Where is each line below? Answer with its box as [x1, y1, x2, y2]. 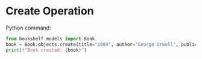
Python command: [5, 24, 52, 31]
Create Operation [5, 4, 94, 18]
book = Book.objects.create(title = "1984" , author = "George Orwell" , [5, 41, 179, 48]
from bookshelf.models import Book [5, 36, 95, 42]
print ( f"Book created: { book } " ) [5, 47, 87, 53]
